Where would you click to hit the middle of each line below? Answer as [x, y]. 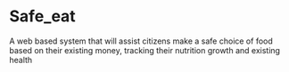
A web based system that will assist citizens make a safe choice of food [141, 41]
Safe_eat [42, 16]
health [21, 60]
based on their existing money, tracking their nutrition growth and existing [145, 50]
